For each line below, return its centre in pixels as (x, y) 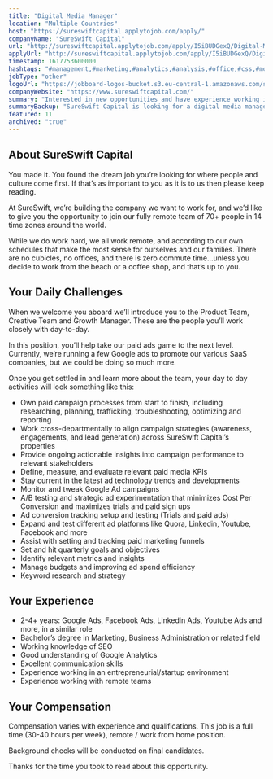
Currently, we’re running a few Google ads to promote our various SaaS (128, 353)
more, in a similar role (56, 629)
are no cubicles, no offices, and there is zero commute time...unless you (129, 258)
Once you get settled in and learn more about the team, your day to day (128, 378)
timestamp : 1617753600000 (52, 62)
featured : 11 (30, 115)
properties (37, 445)
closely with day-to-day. (49, 329)
